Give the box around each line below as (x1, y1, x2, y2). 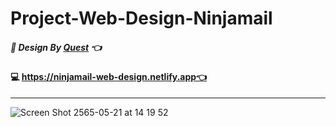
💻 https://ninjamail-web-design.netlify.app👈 (10, 71, 208, 83)
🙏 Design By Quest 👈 (10, 41, 102, 53)
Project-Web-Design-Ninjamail (10, 7, 273, 30)
